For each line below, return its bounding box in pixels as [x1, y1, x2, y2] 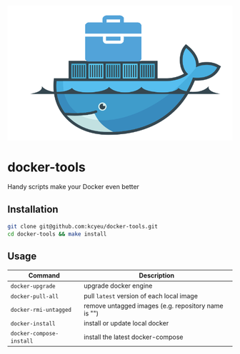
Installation [7, 203, 59, 216]
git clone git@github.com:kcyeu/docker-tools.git [7, 223, 159, 231]
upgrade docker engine [84, 281, 153, 290]
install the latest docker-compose [84, 333, 184, 341]
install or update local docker [84, 319, 169, 328]
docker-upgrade [10, 283, 56, 290]
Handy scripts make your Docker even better [7, 183, 139, 191]
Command [28, 271, 61, 280]
